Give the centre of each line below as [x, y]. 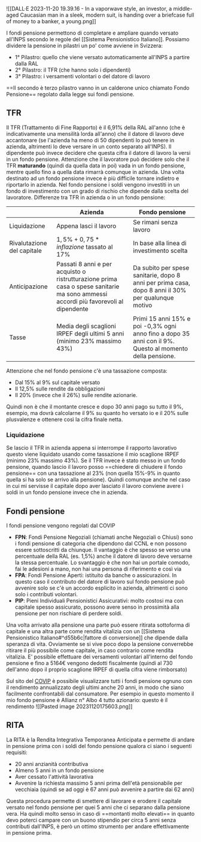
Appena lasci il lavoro [86, 225]
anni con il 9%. [153, 341]
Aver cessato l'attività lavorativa [54, 776]
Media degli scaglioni [86, 326]
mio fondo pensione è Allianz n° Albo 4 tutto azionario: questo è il [87, 700]
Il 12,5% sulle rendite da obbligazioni [60, 389]
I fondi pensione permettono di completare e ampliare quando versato [92, 33]
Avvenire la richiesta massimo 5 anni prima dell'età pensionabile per [98, 783]
